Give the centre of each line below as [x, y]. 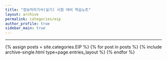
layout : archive [22, 14]
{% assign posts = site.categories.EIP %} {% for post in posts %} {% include [83, 47]
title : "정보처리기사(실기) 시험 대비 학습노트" [48, 10]
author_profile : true [28, 24]
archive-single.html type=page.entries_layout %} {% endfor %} [70, 52]
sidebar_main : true [25, 28]
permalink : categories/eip [33, 19]
